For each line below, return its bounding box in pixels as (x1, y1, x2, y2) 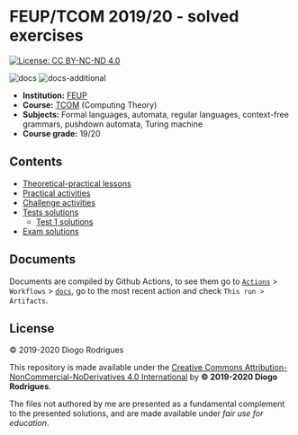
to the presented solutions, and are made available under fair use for (9, 408, 264, 419)
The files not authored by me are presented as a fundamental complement (9, 398, 285, 410)
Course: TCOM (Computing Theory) (22, 99, 158, 110)
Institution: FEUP (22, 90, 87, 101)
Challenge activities (22, 197, 96, 208)
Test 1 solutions (35, 216, 94, 226)
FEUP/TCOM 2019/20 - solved (9, 6, 239, 27)
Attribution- (244, 362, 288, 373)
